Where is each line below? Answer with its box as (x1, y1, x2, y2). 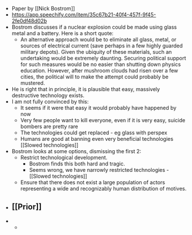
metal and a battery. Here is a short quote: (11, 30, 114, 37)
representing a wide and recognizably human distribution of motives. (20, 185, 187, 192)
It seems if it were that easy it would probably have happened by (20, 105, 177, 111)
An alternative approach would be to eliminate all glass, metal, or (20, 36, 177, 43)
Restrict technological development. (20, 154, 108, 161)
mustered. (20, 80, 45, 87)
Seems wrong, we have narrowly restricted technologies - (29, 167, 169, 173)
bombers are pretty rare (20, 123, 78, 130)
